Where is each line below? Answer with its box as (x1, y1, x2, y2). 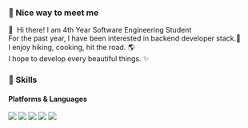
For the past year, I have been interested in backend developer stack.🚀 (8, 33, 242, 43)
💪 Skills (8, 75, 38, 86)
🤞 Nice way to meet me (8, 7, 99, 18)
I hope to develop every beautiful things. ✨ (8, 54, 150, 64)
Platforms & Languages (8, 94, 88, 103)
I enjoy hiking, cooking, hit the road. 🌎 (8, 43, 135, 52)
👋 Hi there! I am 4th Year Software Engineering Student (8, 25, 192, 35)
